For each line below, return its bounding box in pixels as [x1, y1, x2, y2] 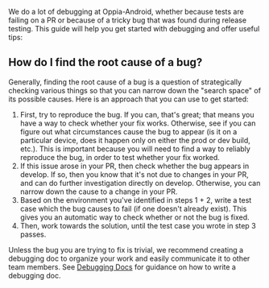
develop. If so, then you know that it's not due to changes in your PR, [19, 169, 250, 179]
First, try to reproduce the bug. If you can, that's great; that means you [19, 109, 255, 119]
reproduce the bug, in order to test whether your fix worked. [19, 152, 220, 162]
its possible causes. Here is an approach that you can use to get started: [8, 94, 249, 104]
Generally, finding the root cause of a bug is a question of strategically [8, 76, 242, 87]
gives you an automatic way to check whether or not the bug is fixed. [19, 212, 250, 222]
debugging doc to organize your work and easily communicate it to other [8, 253, 250, 263]
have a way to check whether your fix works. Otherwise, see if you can [19, 118, 256, 128]
